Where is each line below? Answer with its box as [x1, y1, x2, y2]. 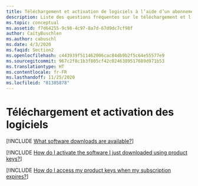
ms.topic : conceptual [6, 19, 60, 25]
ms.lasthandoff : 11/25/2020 [6, 74, 75, 80]
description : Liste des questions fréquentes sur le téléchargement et [6, 14, 186, 20]
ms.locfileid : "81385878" [6, 80, 70, 86]
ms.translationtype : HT [6, 63, 65, 70]
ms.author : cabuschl [6, 36, 57, 42]
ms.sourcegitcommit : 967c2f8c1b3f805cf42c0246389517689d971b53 [6, 58, 165, 64]
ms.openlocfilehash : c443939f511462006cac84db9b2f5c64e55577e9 [6, 53, 165, 58]
